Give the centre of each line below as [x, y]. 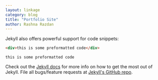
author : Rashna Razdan [29, 24]
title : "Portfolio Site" [32, 19]
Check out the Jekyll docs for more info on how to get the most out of [79, 67]
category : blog [22, 15]
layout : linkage [23, 10]
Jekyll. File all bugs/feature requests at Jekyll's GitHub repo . [69, 72]
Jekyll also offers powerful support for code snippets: [62, 39]
